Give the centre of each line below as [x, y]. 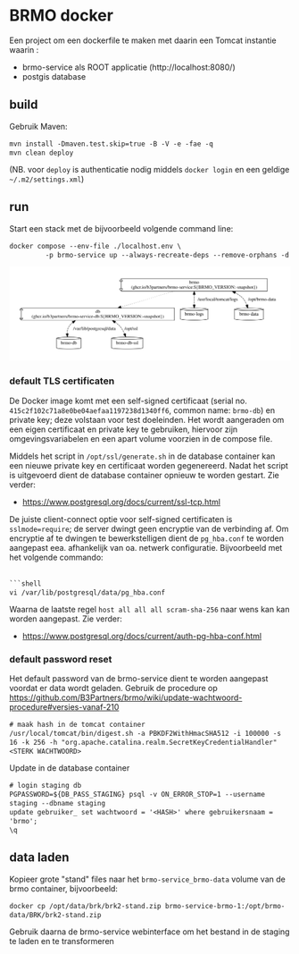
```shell [25, 583]
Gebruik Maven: [39, 126]
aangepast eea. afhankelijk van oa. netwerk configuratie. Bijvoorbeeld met [146, 547]
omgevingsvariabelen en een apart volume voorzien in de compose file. [141, 438]
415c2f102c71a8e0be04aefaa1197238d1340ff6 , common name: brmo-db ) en [142, 410]
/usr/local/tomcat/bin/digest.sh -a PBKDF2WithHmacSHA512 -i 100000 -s [145, 733]
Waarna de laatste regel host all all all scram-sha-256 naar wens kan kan [149, 609]
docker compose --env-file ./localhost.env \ [95, 246]
